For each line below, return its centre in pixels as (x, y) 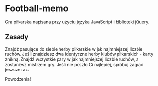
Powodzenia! (18, 79)
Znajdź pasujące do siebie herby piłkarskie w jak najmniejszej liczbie (74, 49)
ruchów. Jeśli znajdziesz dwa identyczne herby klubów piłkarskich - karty (79, 54)
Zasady (17, 37)
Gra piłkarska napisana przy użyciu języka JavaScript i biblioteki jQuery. (77, 22)
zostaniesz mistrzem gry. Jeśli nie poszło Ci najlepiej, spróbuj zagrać (74, 64)
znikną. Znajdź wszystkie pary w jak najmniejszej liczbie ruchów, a (72, 59)
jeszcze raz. (17, 69)
